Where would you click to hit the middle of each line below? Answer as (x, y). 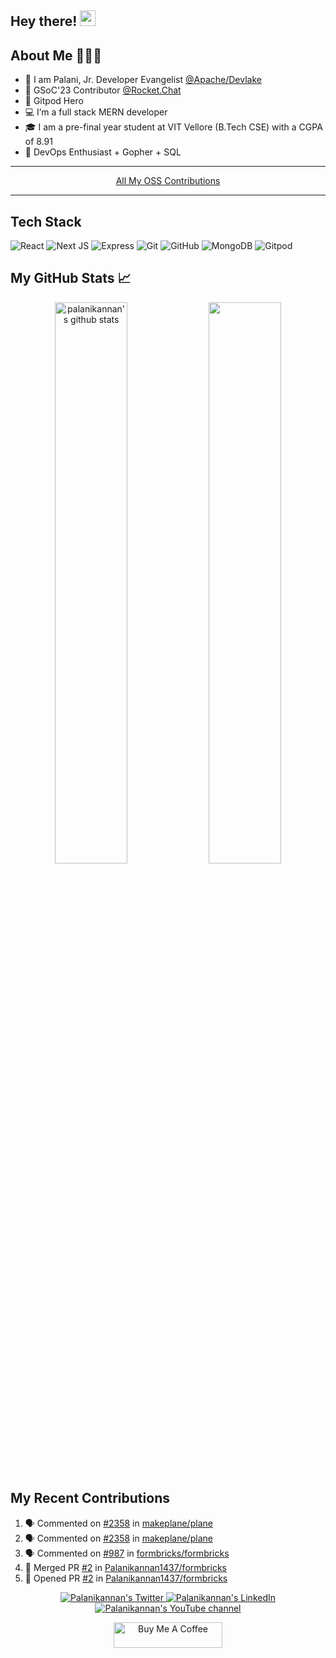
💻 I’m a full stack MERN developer (96, 112)
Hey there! (44, 21)
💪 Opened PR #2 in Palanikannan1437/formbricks (126, 1578)
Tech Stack (46, 221)
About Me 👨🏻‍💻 (56, 55)
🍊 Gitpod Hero (54, 101)
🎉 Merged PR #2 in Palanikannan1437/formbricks (125, 1567)
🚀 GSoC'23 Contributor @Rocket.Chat (103, 90)
